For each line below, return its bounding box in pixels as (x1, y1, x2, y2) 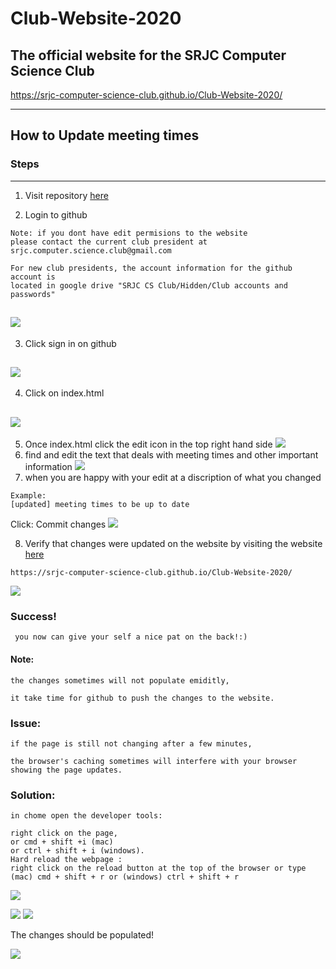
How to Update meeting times (10, 127, 200, 144)
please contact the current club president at (10, 237, 208, 247)
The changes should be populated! (10, 929, 155, 941)
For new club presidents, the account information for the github (10, 263, 293, 273)
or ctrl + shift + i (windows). (10, 846, 145, 856)
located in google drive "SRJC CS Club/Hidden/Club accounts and (10, 280, 288, 291)
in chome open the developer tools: (10, 811, 163, 821)
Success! (10, 610, 57, 624)
